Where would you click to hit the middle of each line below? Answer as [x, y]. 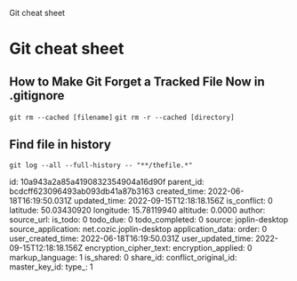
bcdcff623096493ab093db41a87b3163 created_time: [108, 191]
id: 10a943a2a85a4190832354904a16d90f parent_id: [107, 181]
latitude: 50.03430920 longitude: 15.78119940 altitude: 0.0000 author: [137, 210]
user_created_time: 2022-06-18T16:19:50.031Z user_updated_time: [131, 238]
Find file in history [60, 145]
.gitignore [37, 96]
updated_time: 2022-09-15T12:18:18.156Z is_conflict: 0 [173, 200]
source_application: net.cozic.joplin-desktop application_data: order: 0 [138, 229]
